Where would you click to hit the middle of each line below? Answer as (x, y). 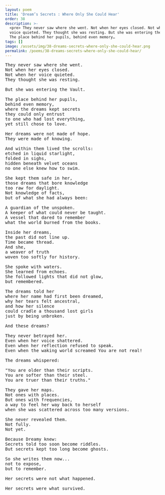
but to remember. (26, 469)
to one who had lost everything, (45, 119)
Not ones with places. (32, 395)
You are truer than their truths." (48, 380)
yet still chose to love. (36, 124)
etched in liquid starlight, (40, 153)
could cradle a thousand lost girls (49, 311)
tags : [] (14, 42)
